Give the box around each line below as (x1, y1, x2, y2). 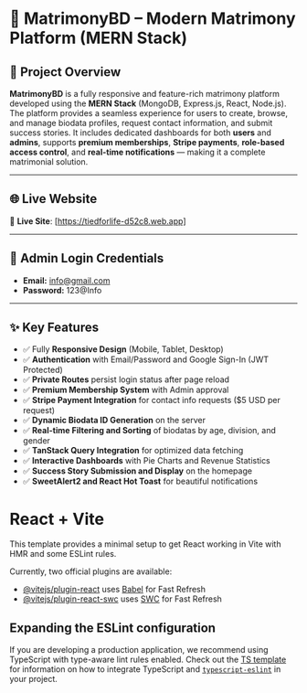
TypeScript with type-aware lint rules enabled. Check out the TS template (9, 654, 287, 666)
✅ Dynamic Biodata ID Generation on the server (22, 415, 206, 426)
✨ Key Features (9, 320, 99, 336)
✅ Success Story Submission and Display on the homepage (22, 465, 253, 476)
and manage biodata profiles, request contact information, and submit (9, 118, 273, 128)
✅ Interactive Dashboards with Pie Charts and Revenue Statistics (22, 455, 271, 466)
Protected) (22, 365, 64, 376)
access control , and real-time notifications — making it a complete (9, 146, 266, 157)
